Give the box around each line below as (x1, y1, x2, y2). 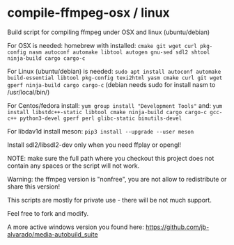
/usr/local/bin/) (7, 88, 50, 96)
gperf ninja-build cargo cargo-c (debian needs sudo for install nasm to (7, 80, 216, 88)
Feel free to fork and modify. (7, 209, 89, 217)
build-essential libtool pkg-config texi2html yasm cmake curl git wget (7, 74, 223, 81)
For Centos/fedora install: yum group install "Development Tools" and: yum (7, 101, 223, 109)
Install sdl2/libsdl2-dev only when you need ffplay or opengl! (7, 141, 182, 149)
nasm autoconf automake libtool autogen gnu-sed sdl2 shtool (29, 49, 210, 56)
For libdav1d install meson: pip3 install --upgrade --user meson (7, 127, 194, 135)
